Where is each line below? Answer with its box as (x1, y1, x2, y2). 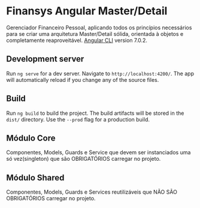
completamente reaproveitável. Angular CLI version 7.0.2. (6, 36, 148, 44)
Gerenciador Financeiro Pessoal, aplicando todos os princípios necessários (6, 24, 192, 31)
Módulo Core (6, 133, 56, 143)
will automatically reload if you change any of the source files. (6, 76, 159, 83)
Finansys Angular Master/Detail (6, 4, 168, 18)
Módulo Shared (6, 172, 65, 183)
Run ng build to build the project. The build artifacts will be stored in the (6, 109, 184, 117)
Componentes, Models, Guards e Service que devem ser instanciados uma (6, 149, 191, 156)
